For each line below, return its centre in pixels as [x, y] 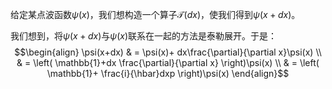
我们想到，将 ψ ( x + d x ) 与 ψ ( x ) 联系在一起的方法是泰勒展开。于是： [144, 36]
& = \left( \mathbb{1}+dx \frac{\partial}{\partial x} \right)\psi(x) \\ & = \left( [168, 62]
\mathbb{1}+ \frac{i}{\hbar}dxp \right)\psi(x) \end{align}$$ [168, 73]
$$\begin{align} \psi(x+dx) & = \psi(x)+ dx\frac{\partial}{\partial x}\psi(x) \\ [168, 52]
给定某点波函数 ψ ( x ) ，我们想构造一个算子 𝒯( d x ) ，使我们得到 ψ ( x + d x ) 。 [155, 14]
